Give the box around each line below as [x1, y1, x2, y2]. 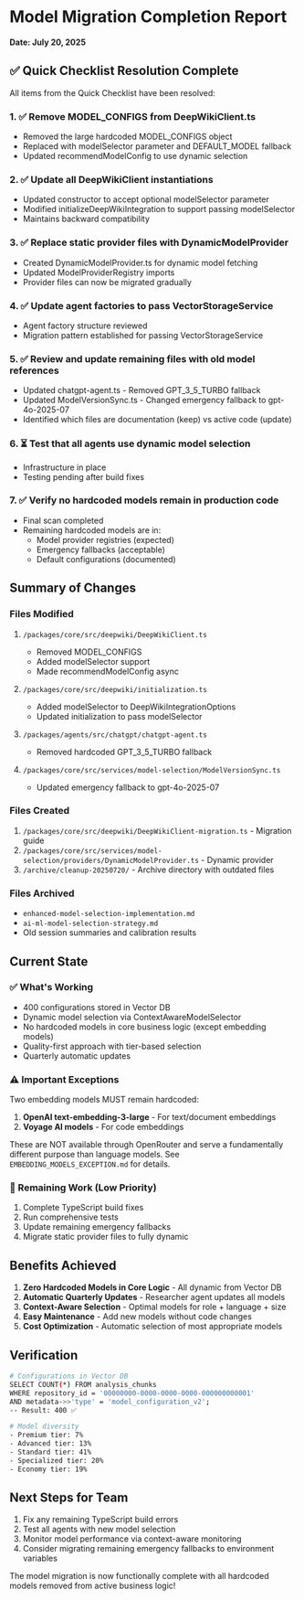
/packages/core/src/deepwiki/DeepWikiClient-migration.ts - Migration [22, 825, 292, 836]
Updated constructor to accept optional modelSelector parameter [22, 194, 269, 205]
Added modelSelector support [36, 656, 151, 667]
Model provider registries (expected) [36, 534, 175, 545]
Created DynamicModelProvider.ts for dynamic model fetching [22, 257, 258, 268]
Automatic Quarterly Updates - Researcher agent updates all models [22, 1292, 286, 1303]
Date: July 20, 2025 [9, 37, 87, 48]
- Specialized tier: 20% [9, 1456, 104, 1465]
